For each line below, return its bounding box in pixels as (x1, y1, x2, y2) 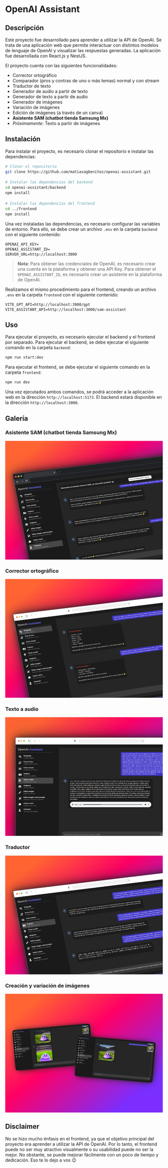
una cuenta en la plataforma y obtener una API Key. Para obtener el (17, 266, 156, 272)
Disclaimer (5, 1122, 39, 1131)
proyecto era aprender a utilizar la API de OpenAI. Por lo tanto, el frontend (5, 1141, 157, 1147)
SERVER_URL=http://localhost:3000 (5, 252, 77, 257)
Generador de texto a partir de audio (12, 94, 88, 99)
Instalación (5, 135, 41, 144)
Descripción (5, 24, 44, 32)
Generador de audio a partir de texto (12, 88, 88, 94)
